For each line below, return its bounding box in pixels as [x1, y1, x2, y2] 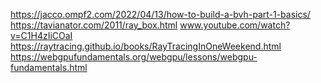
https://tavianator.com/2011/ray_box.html [10, 19, 178, 31]
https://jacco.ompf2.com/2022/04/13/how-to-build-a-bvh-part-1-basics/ [10, 9, 311, 20]
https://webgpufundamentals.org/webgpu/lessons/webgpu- [10, 51, 258, 63]
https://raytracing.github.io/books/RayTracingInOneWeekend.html [10, 40, 282, 52]
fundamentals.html [10, 62, 88, 73]
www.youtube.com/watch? [179, 19, 291, 31]
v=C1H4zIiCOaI [10, 30, 73, 41]
